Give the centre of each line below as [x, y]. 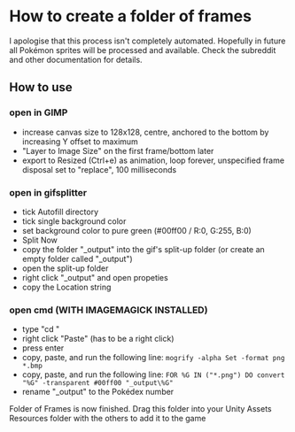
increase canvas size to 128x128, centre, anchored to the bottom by [145, 132]
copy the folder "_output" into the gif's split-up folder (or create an [144, 249]
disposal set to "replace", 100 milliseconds [99, 169]
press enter [43, 348]
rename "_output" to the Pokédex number [98, 392]
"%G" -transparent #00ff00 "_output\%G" [97, 383]
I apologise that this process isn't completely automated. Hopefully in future [147, 41]
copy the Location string [66, 287]
